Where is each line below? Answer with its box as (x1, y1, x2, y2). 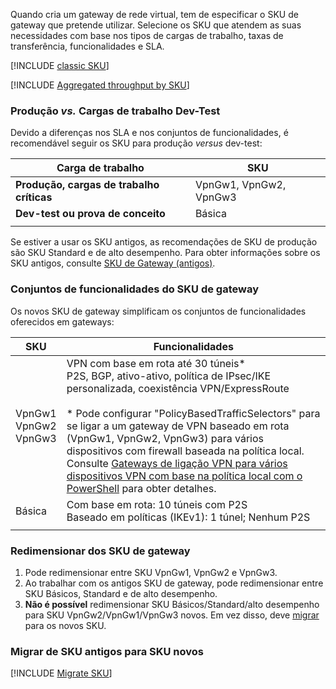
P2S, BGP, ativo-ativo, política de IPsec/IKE (66, 369, 272, 383)
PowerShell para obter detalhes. (66, 481, 217, 495)
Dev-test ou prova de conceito (15, 207, 166, 221)
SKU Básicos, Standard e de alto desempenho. (24, 587, 218, 599)
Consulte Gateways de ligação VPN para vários (66, 456, 288, 470)
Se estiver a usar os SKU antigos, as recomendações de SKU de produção (10, 236, 318, 248)
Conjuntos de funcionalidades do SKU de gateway (10, 282, 259, 296)
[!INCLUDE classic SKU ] (10, 60, 110, 71)
